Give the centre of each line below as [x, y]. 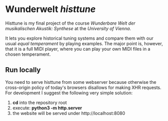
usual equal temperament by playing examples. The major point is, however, [84, 43]
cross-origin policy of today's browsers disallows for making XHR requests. [83, 87]
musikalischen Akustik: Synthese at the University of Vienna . [68, 28]
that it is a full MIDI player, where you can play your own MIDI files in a [78, 49]
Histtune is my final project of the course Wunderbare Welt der [70, 23]
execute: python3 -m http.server [47, 108]
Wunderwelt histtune [51, 9]
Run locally [23, 70]
